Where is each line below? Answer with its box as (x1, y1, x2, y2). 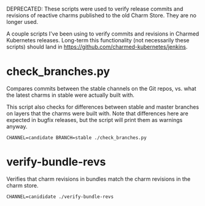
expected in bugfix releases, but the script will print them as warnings (6, 116, 183, 123)
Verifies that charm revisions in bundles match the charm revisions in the (6, 175, 191, 183)
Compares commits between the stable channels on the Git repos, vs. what (6, 85, 196, 92)
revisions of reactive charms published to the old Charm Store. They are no (6, 12, 196, 19)
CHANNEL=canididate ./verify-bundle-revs (6, 193, 114, 200)
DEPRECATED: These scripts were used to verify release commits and (6, 6, 184, 12)
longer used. (6, 18, 39, 25)
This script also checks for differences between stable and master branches (6, 103, 199, 110)
